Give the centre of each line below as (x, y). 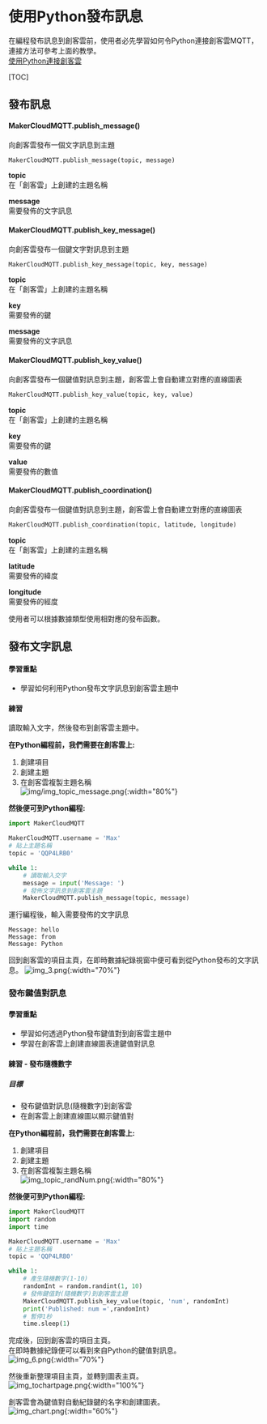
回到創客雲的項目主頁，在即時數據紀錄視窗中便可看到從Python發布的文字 (130, 960)
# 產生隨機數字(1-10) (56, 1279)
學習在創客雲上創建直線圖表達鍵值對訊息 (87, 1044)
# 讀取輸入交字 (45, 876)
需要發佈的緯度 (33, 575)
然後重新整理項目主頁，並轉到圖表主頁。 (76, 1376)
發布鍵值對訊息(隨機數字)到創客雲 (76, 1106)
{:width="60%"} (91, 1411)
